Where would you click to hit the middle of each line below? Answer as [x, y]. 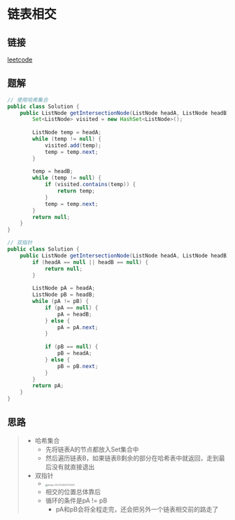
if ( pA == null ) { [71, 308]
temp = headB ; [53, 171]
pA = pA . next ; [78, 327]
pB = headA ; [74, 353]
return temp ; [76, 191]
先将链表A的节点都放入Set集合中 [92, 449]
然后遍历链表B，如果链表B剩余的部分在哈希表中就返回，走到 [132, 458]
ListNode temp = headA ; [67, 133]
